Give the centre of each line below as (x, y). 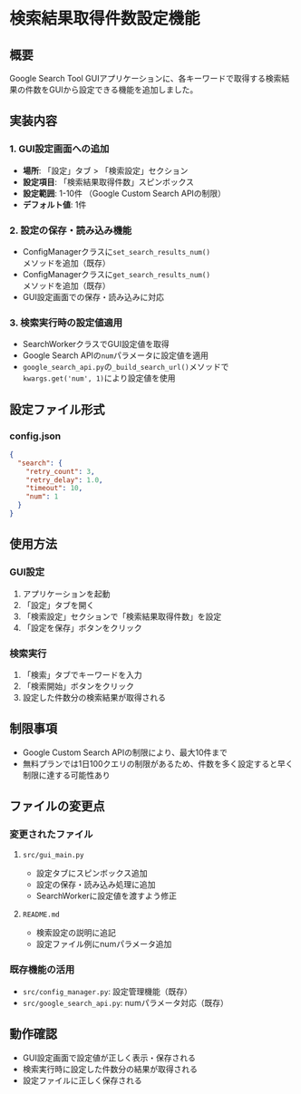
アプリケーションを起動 (66, 594)
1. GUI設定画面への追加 (59, 149)
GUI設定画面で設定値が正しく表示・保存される (109, 1058)
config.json (35, 436)
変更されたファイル (51, 835)
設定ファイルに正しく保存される (82, 1080)
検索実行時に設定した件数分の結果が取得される (110, 1069)
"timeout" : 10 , (54, 489)
